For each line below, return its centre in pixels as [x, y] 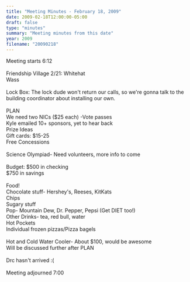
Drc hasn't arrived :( [30, 260]
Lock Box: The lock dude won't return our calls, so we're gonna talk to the [95, 92]
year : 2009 [19, 39]
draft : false [22, 22]
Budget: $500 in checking [37, 167]
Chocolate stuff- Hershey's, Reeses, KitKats [59, 192]
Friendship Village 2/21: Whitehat [46, 73]
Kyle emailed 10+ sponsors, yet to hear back [59, 123]
